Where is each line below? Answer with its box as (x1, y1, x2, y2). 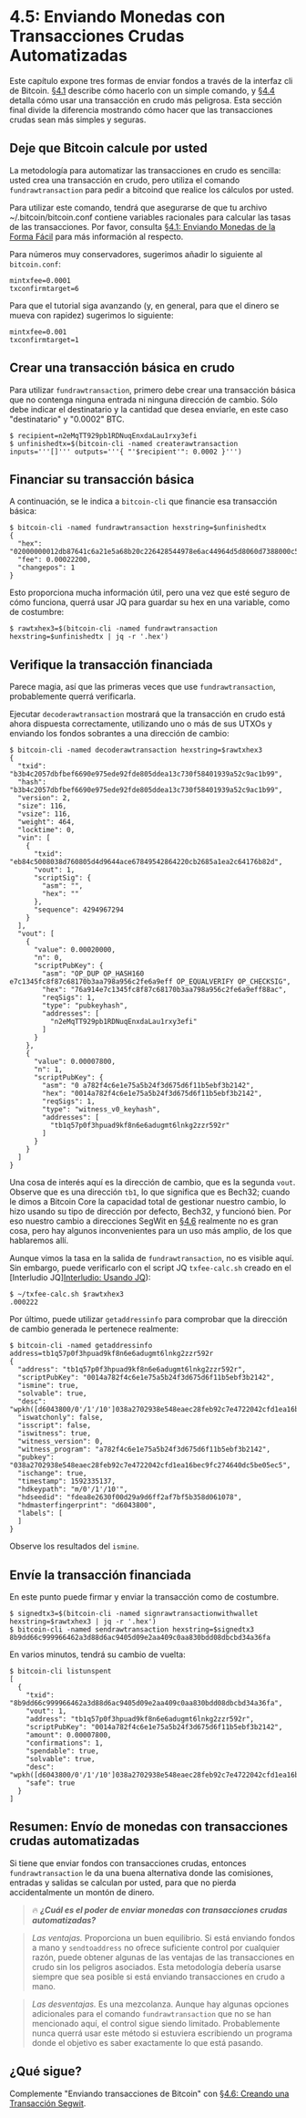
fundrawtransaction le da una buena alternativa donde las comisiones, (9, 1867, 273, 1878)
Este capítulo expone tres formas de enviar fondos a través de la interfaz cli (9, 75, 293, 86)
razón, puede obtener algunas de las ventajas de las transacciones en (31, 1951, 295, 1963)
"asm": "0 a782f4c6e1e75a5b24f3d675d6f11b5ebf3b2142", (42, 1081, 255, 1090)
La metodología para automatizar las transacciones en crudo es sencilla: (9, 164, 281, 175)
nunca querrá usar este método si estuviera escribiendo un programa (31, 2028, 293, 2039)
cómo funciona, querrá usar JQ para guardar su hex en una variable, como (9, 597, 291, 608)
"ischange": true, (17, 1469, 88, 1478)
